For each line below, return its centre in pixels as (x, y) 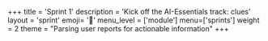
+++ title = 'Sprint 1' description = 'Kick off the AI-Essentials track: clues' (130, 12)
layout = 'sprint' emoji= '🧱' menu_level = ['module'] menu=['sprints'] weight (134, 20)
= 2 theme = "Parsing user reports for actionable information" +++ (119, 29)
